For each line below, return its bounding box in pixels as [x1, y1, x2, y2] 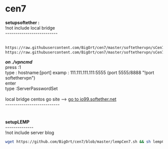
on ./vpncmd [5, 58, 32, 65]
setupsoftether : [5, 19, 40, 25]
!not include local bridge [5, 24, 55, 30]
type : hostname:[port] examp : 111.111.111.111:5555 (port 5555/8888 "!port [5, 69, 154, 75]
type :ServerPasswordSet [5, 85, 58, 91]
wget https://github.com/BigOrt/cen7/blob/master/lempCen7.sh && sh [5, 139, 151, 144]
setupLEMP [5, 118, 30, 125]
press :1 [5, 64, 21, 70]
